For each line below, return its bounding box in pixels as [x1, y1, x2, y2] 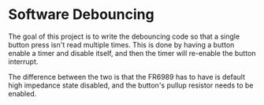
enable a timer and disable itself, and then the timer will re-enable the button [8, 48, 256, 58]
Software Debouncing [8, 6, 155, 24]
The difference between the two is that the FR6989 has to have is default [8, 72, 246, 81]
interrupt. [8, 57, 39, 66]
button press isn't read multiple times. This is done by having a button [8, 39, 235, 49]
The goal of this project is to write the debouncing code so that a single [8, 32, 240, 41]
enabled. [8, 88, 37, 98]
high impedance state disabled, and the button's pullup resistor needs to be [8, 81, 254, 90]
